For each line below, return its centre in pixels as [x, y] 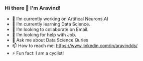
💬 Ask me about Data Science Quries [50, 40]
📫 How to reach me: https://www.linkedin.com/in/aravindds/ [75, 46]
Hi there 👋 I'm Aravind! [33, 8]
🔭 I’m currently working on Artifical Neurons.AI [60, 19]
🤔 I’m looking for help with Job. [44, 35]
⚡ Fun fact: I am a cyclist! [38, 53]
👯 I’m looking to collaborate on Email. [50, 29]
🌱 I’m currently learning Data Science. [51, 24]
